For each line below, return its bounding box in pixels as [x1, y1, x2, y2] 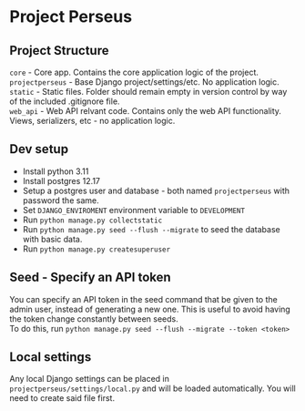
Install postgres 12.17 [22, 175, 101, 186]
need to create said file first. [9, 393, 116, 404]
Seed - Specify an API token [9, 270, 171, 285]
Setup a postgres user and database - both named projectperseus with [22, 185, 290, 196]
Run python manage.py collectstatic [22, 214, 163, 225]
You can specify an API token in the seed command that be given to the [9, 293, 278, 304]
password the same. [22, 194, 99, 206]
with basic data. [22, 233, 83, 244]
